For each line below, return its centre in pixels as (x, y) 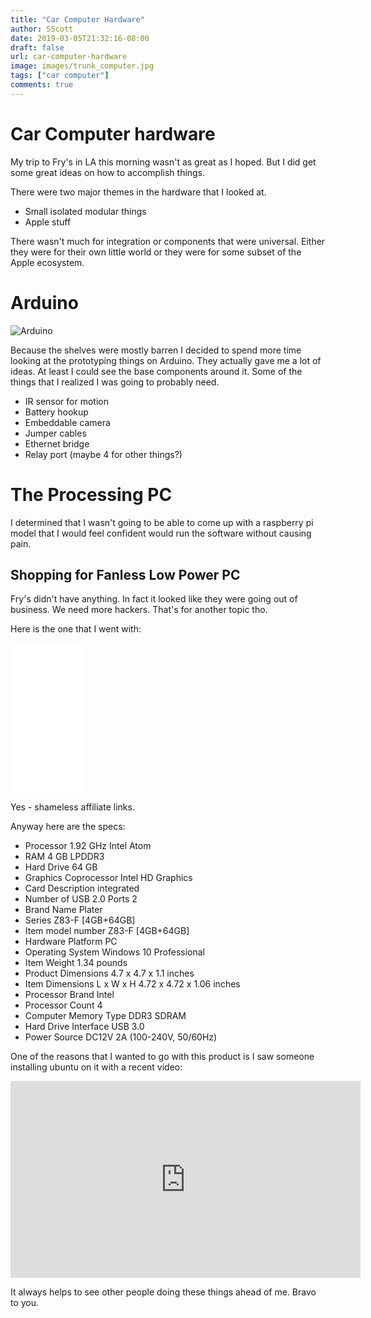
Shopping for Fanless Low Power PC (125, 574)
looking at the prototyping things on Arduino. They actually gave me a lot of (166, 360)
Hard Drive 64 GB (61, 867)
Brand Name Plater (63, 910)
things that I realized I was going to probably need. (115, 382)
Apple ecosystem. (47, 262)
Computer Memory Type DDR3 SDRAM (105, 1016)
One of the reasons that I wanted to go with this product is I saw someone (162, 1057)
